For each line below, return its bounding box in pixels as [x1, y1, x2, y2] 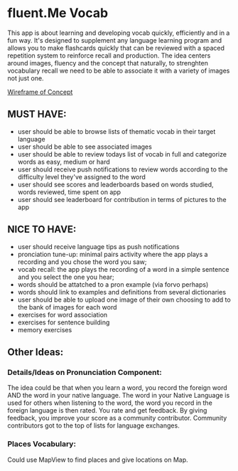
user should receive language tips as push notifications [17, 242, 180, 250]
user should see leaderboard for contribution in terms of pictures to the [17, 195, 227, 203]
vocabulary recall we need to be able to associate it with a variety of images [7, 66, 230, 75]
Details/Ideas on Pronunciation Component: [7, 367, 162, 377]
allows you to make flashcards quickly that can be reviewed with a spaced [7, 43, 225, 52]
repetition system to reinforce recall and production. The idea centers [7, 51, 211, 60]
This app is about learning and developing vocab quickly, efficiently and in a [7, 28, 230, 37]
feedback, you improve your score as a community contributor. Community [7, 414, 227, 423]
